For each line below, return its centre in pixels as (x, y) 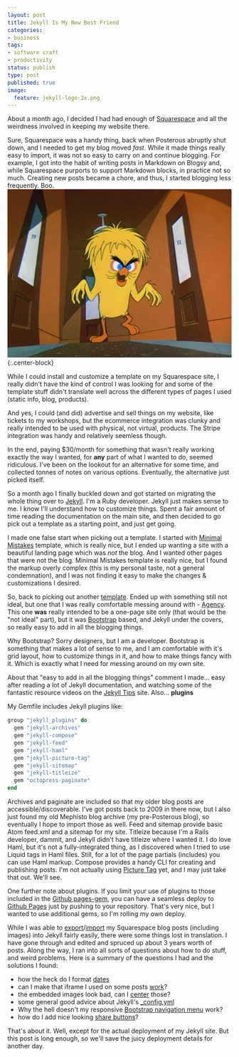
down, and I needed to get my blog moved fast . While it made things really (116, 148)
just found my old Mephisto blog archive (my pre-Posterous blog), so (108, 817)
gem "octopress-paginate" (52, 781)
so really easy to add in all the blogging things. (76, 628)
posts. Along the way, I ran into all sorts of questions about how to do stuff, (117, 950)
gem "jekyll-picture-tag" (52, 758)
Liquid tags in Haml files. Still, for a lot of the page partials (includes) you (114, 854)
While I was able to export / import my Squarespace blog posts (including (113, 927)
